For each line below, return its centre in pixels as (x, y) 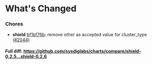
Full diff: (14, 51)
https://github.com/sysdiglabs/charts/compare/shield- (82, 51)
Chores (14, 24)
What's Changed (41, 9)
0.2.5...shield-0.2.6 (26, 57)
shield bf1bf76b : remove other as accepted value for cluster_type (79, 34)
